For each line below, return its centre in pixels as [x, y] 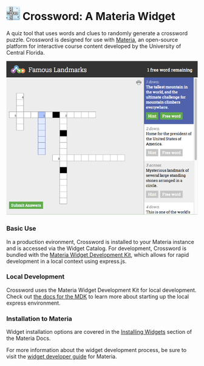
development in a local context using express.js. [66, 261]
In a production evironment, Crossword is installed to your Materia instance [100, 242]
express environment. [33, 303]
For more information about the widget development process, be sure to [97, 350]
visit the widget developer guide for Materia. [62, 357]
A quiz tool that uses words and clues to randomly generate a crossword [97, 33]
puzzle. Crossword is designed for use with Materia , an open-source [92, 39]
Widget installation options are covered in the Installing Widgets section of [99, 332]
